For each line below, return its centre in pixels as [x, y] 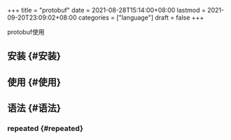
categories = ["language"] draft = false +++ [141, 17]
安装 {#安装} [34, 56]
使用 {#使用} [34, 82]
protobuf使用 [26, 32]
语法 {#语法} [34, 108]
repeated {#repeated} [45, 129]
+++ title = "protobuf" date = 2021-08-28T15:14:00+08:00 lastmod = [107, 10]
